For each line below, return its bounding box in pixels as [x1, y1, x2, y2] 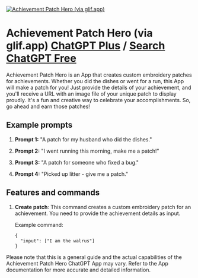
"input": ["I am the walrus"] [20, 238, 95, 244]
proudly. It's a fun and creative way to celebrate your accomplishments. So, [6, 96, 191, 103]
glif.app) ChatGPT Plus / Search [6, 39, 165, 53]
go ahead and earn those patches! [6, 103, 90, 110]
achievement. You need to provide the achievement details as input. [14, 210, 181, 217]
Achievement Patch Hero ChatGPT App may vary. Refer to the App [6, 260, 169, 267]
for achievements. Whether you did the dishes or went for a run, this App [6, 77, 184, 84]
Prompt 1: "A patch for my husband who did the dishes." [14, 135, 152, 143]
